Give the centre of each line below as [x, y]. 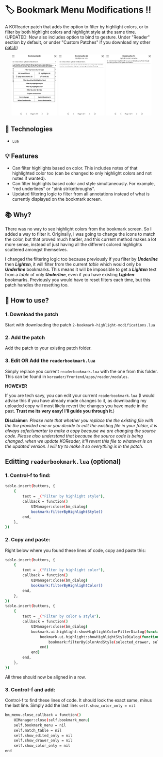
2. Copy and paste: [28, 540]
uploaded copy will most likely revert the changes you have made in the [77, 406]
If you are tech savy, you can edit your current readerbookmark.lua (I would [80, 395]
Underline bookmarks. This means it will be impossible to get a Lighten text [81, 269]
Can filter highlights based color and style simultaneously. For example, [83, 183]
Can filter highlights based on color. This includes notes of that [75, 168]
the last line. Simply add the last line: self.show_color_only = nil [70, 705]
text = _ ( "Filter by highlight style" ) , [64, 496]
